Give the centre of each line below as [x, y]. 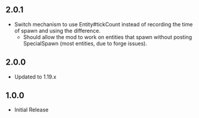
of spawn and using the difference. [57, 31]
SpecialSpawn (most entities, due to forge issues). [85, 43]
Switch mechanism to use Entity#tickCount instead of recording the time [103, 24]
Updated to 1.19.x [35, 77]
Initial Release [31, 110]
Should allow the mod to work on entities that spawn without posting [108, 37]
